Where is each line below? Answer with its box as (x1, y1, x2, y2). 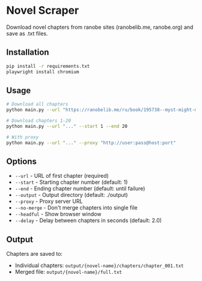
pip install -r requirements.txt (6, 63, 90, 69)
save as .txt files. (6, 29, 48, 37)
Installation (6, 47, 49, 58)
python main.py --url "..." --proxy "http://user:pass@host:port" (6, 139, 176, 146)
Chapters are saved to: (6, 250, 63, 258)
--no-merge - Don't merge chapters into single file (14, 204, 138, 211)
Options (6, 156, 37, 166)
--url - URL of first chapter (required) (14, 172, 109, 180)
